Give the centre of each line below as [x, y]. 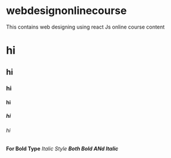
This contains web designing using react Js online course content [85, 27]
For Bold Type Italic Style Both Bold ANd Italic [62, 148]
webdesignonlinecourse [66, 11]
